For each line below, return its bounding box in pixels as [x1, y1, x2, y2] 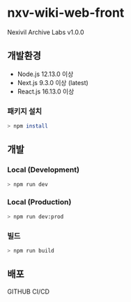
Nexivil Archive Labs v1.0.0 [7, 28, 84, 36]
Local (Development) [7, 165, 80, 175]
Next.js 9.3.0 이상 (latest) [17, 78, 88, 86]
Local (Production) [7, 197, 72, 207]
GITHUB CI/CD [7, 287, 50, 296]
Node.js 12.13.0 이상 [17, 70, 74, 78]
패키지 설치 [7, 106, 43, 116]
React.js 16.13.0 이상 [17, 87, 75, 96]
